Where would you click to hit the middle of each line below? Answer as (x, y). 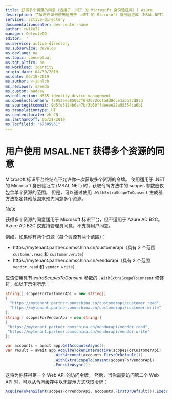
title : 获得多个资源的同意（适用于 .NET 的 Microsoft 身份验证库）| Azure (79, 10)
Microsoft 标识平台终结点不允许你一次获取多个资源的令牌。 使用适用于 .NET (85, 179)
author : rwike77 (23, 29)
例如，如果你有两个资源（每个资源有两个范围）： (56, 237)
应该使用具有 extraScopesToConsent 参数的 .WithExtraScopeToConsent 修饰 (85, 278)
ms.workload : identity (29, 67)
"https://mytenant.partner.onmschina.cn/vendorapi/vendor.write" (79, 332)
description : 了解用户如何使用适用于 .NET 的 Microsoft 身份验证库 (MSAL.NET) (85, 15)
